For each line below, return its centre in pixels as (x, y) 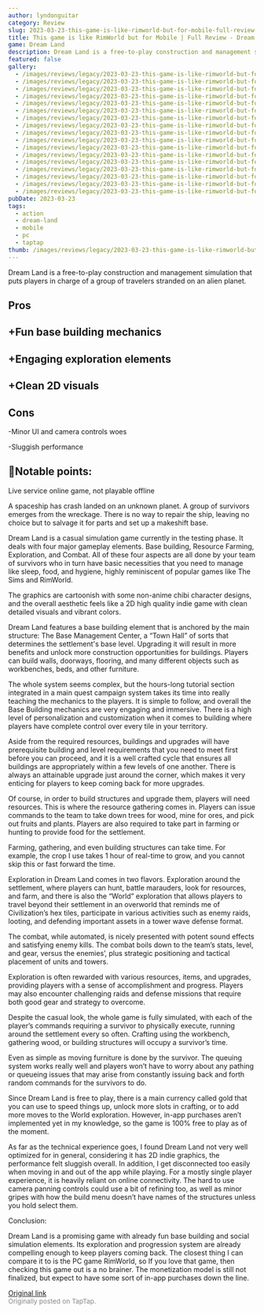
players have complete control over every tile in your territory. (108, 726)
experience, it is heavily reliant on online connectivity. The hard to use (121, 1180)
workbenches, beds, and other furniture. (74, 669)
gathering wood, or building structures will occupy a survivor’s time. (118, 1042)
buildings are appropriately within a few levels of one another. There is (122, 766)
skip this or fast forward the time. (62, 864)
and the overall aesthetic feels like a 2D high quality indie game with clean (128, 603)
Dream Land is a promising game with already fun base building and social (129, 1236)
